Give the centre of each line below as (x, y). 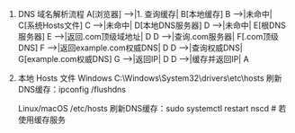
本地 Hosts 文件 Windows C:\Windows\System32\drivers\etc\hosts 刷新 (150, 78)
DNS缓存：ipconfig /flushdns (72, 89)
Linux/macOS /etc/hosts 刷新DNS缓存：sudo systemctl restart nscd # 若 (152, 108)
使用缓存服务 (41, 120)
